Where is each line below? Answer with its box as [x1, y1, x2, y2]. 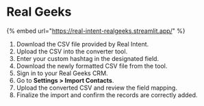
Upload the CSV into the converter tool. [16, 47, 128, 55]
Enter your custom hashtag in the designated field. [16, 54, 159, 62]
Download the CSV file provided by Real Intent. [16, 40, 149, 48]
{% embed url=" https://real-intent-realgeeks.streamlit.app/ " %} [6, 27, 186, 35]
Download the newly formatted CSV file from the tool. [16, 62, 168, 70]
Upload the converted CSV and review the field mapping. [16, 83, 177, 92]
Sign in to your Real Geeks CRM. [16, 69, 108, 77]
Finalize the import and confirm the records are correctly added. [16, 90, 198, 99]
